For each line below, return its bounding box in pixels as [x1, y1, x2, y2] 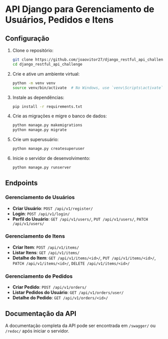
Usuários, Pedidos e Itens [5, 14, 114, 26]
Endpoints [5, 179, 38, 188]
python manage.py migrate [12, 127, 67, 132]
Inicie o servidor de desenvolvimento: [12, 155, 90, 161]
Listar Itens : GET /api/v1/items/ [12, 249, 80, 255]
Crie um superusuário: [12, 136, 59, 142]
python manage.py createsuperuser [12, 146, 85, 151]
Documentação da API [5, 309, 77, 318]
